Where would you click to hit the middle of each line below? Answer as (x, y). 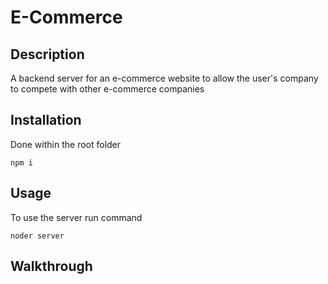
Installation (46, 120)
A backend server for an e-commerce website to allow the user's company (164, 78)
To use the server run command (76, 217)
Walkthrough (51, 266)
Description (47, 54)
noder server (37, 236)
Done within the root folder (66, 144)
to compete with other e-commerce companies (107, 89)
